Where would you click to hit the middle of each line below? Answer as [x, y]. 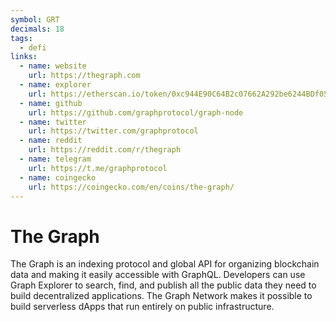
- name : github [51, 103]
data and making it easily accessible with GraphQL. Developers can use [158, 275]
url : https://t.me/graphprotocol [98, 168]
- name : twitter [53, 122]
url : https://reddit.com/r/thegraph [105, 150]
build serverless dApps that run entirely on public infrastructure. [142, 307]
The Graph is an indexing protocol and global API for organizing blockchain [165, 264]
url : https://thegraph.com [84, 76]
